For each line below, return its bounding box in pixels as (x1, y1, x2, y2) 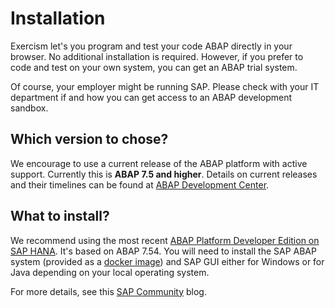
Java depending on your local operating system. (10, 266, 210, 278)
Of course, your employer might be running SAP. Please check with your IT (10, 80, 320, 92)
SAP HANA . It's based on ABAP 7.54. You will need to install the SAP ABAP (10, 245, 317, 257)
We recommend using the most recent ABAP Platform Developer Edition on (10, 234, 320, 246)
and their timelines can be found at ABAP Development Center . (10, 178, 270, 191)
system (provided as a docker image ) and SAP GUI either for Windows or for (10, 255, 325, 267)
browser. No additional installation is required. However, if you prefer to (10, 50, 304, 62)
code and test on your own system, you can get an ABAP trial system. (10, 61, 298, 73)
